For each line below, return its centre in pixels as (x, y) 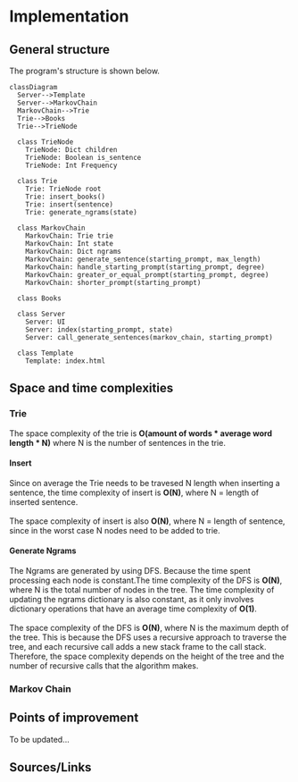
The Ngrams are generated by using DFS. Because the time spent (130, 571)
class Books (40, 299)
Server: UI (46, 322)
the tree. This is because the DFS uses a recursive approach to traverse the (148, 637)
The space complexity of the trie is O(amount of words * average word (141, 433)
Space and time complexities (91, 388)
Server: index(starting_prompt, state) (99, 330)
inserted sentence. (44, 501)
